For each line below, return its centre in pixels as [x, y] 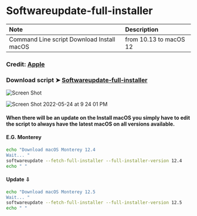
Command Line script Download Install [62, 39]
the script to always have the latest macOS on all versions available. [91, 124]
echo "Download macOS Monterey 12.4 [51, 150]
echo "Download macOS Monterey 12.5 [51, 192]
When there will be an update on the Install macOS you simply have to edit [98, 117]
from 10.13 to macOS [155, 39]
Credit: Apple [26, 64]
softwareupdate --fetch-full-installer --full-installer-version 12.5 [94, 203]
